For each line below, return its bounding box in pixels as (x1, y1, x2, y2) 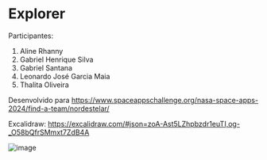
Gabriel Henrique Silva (19, 55, 94, 64)
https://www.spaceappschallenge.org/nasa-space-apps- (71, 95, 259, 105)
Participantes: (8, 31, 54, 40)
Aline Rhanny (19, 46, 64, 55)
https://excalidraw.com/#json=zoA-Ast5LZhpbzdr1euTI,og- (47, 119, 241, 128)
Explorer (8, 5, 66, 23)
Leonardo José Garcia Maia (19, 71, 110, 81)
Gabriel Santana (19, 63, 73, 72)
